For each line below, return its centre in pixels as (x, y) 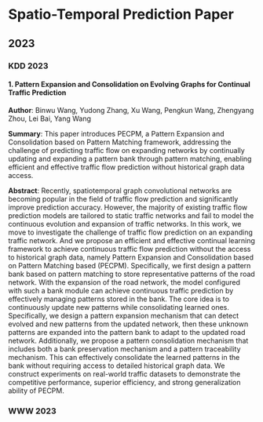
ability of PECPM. (36, 391)
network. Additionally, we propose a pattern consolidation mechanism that (128, 340)
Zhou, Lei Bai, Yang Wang (50, 118)
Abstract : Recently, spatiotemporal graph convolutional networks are (120, 191)
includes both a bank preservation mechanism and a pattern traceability (124, 349)
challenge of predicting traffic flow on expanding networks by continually (126, 150)
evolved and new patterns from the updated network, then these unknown (128, 324)
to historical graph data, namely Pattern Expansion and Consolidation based (131, 257)
